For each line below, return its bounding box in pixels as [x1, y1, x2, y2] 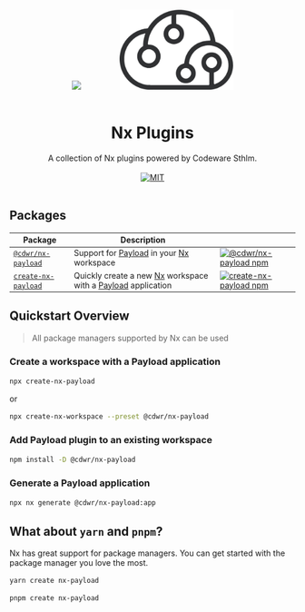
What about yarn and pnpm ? [9, 523, 163, 539]
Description [120, 234, 166, 245]
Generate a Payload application [9, 477, 151, 489]
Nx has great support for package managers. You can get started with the [9, 548, 286, 558]
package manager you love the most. [9, 558, 149, 568]
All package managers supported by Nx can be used [31, 332, 229, 343]
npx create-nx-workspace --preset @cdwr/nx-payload [9, 412, 209, 421]
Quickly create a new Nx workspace [74, 270, 209, 281]
